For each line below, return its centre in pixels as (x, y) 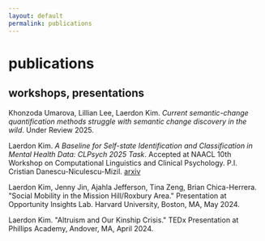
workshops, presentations (76, 93)
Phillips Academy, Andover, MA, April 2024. (81, 228)
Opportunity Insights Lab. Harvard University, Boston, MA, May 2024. (124, 204)
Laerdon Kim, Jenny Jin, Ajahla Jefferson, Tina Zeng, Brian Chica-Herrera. (132, 187)
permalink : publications (50, 23)
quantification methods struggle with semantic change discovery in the (128, 121)
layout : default (36, 16)
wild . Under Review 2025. (51, 129)
